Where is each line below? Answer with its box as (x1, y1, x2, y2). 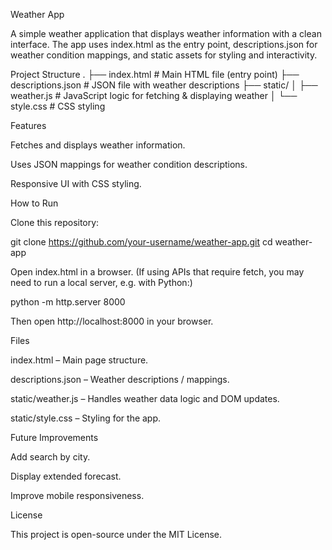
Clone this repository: (10, 217, 100, 228)
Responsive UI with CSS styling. (10, 178, 142, 189)
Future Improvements (10, 432, 99, 443)
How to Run (10, 197, 59, 209)
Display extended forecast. (10, 470, 122, 482)
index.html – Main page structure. (10, 354, 149, 366)
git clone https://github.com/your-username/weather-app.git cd (10, 236, 273, 248)
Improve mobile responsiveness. (10, 490, 145, 501)
